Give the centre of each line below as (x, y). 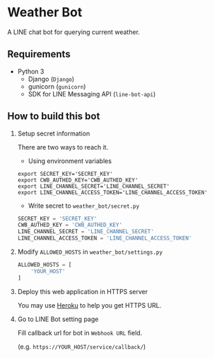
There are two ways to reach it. (63, 147)
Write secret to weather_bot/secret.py (84, 206)
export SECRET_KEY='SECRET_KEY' (65, 174)
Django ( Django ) (51, 79)
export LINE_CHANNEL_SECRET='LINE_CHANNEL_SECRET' (94, 186)
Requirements (39, 54)
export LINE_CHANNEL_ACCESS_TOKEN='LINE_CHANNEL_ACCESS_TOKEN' (113, 192)
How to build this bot (54, 117)
